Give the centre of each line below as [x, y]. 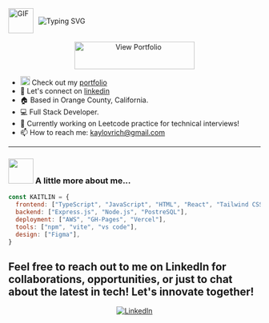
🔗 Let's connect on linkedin [65, 91]
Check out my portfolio [70, 82]
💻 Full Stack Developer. [59, 112]
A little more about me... [83, 181]
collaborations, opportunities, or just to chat [120, 279]
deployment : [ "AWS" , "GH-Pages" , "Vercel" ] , [91, 219]
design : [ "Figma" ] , [48, 234]
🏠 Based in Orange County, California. [84, 100]
